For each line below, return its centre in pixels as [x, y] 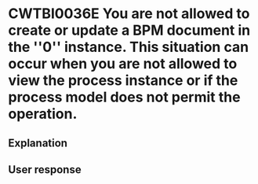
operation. [43, 114]
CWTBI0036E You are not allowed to [129, 14]
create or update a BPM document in [129, 30]
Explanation [38, 143]
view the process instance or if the [123, 81]
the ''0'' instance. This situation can [129, 47]
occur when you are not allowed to [123, 64]
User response [45, 169]
